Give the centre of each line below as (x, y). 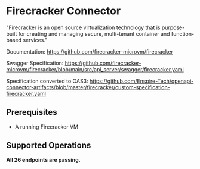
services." (35, 40)
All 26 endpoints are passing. (43, 159)
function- (183, 33)
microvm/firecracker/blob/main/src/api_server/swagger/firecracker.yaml (95, 69)
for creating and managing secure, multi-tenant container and (94, 33)
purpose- (173, 27)
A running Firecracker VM (47, 127)
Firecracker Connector (64, 11)
